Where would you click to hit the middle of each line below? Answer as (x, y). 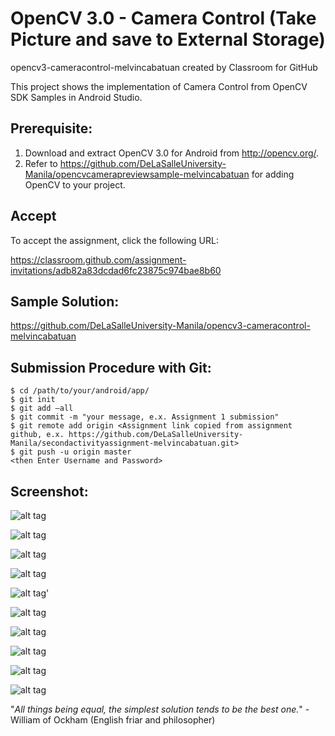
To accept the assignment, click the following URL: (114, 240)
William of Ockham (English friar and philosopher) (113, 720)
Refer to (41, 163)
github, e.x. (37, 435)
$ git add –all (42, 408)
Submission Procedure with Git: (111, 367)
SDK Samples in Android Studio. (76, 97)
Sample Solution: (65, 301)
